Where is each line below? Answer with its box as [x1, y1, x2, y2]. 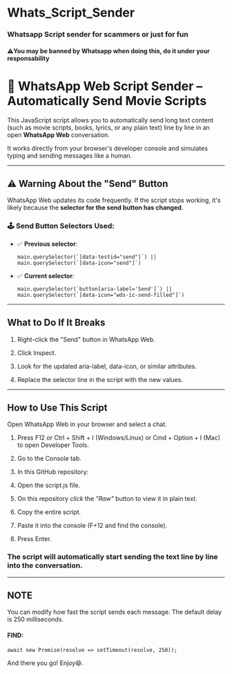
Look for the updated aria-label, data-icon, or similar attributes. [17, 362, 197, 370]
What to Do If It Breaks [7, 317, 106, 329]
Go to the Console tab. [17, 455, 81, 463]
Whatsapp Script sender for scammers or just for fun [7, 30, 188, 39]
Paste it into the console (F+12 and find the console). [17, 521, 168, 530]
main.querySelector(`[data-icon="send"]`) [17, 259, 142, 266]
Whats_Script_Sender [7, 5, 135, 21]
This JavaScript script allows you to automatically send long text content [7, 116, 214, 124]
